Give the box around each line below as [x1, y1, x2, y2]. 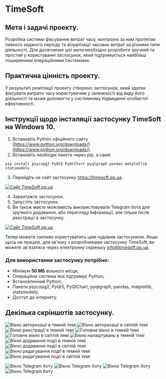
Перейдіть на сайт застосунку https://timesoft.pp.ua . [12, 174, 123, 180]
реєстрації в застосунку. [12, 215, 65, 220]
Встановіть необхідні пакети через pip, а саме [12, 152, 111, 158]
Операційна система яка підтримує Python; [12, 273, 105, 279]
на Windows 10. [5, 123, 55, 131]
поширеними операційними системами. [5, 57, 91, 63]
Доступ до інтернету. [12, 294, 58, 300]
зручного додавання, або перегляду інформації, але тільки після [12, 209, 150, 215]
